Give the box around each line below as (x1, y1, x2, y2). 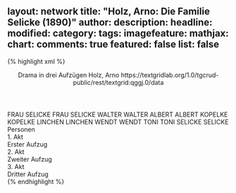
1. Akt (7, 133, 23, 141)
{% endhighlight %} (7, 177, 65, 185)
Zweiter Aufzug (7, 154, 53, 164)
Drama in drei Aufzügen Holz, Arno (18, 70, 120, 79)
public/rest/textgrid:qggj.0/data (73, 78, 164, 86)
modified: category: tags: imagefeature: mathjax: (7, 27, 229, 39)
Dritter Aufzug (7, 170, 49, 178)
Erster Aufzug (7, 140, 48, 148)
